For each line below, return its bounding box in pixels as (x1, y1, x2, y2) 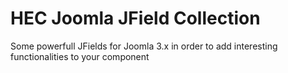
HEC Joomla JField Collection (10, 7, 261, 30)
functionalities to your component (10, 50, 150, 62)
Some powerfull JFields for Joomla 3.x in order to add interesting (10, 40, 278, 52)
